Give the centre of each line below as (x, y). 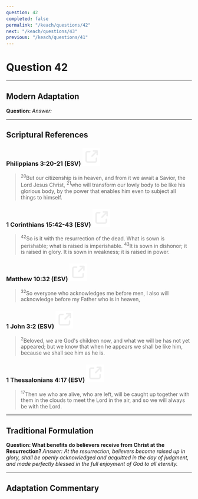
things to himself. (42, 197)
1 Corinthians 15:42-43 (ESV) (49, 224)
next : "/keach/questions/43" (42, 31)
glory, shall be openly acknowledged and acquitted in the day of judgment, (98, 458)
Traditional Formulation (50, 431)
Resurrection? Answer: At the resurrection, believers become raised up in (96, 451)
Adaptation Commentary (52, 488)
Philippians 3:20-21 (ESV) (44, 164)
